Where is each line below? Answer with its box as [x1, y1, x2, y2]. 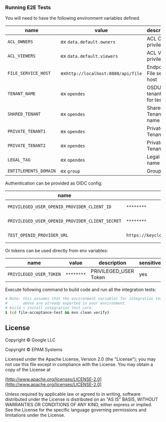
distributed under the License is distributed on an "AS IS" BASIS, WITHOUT [5, 396, 158, 402]
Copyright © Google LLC [5, 337, 56, 343]
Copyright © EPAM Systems [5, 346, 63, 352]
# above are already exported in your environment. [5, 301, 127, 306]
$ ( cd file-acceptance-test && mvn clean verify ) [5, 310, 110, 315]
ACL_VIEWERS [7, 53, 36, 59]
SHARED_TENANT [7, 111, 41, 117]
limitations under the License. [5, 412, 65, 418]
